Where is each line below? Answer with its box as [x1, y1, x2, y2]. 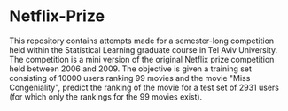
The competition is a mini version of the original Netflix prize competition [9, 54, 275, 64]
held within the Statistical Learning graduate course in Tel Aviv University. [9, 44, 278, 55]
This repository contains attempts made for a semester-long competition [9, 35, 275, 46]
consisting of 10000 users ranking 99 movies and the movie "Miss [9, 72, 251, 83]
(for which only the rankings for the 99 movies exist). [9, 91, 203, 102]
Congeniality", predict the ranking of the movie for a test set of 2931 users [9, 82, 279, 92]
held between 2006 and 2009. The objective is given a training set [9, 63, 253, 74]
